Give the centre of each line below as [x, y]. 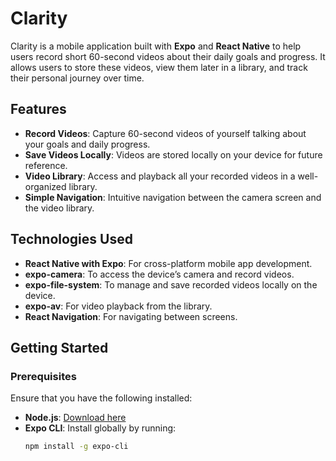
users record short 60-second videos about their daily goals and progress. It [168, 56]
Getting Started [59, 347]
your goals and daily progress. [87, 144]
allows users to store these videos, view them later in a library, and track [159, 67]
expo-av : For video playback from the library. [118, 306]
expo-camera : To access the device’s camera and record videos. [159, 274]
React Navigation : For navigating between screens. [131, 316]
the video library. [59, 208]
